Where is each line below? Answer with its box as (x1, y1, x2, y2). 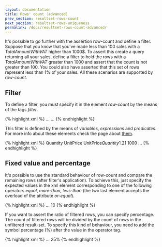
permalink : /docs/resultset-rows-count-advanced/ (5, 25, 107, 30)
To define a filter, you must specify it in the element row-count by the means (5, 101, 158, 107)
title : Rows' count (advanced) (5, 12, 68, 16)
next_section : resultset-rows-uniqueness (5, 20, 90, 26)
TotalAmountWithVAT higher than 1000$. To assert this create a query (5, 49, 145, 55)
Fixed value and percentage (5, 159, 91, 167)
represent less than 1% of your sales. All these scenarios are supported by (5, 69, 153, 75)
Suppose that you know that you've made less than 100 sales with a (5, 44, 140, 49)
